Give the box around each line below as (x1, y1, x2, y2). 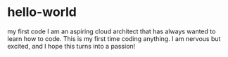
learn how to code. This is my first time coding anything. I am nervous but (7, 34, 221, 42)
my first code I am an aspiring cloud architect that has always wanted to (7, 27, 216, 35)
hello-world (7, 4, 77, 20)
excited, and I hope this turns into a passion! (7, 42, 136, 50)
